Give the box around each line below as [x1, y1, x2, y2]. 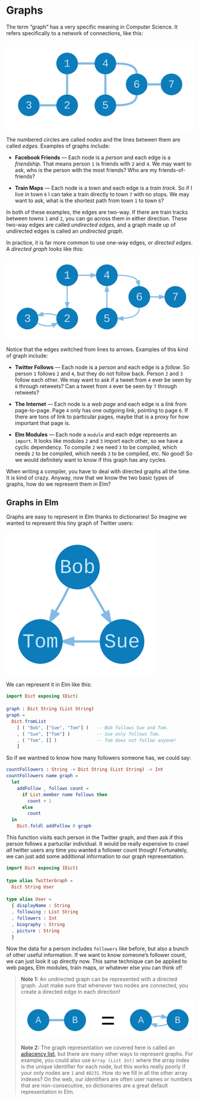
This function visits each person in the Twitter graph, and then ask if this [6, 834, 183, 841]
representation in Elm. [20, 1089, 75, 1096]
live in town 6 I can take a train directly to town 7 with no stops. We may [14, 190, 189, 198]
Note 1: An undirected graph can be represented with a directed [20, 975, 178, 983]
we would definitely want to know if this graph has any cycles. [14, 456, 168, 463]
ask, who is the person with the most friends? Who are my [14, 166, 157, 173]
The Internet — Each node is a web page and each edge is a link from [14, 400, 187, 408]
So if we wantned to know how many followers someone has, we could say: [6, 754, 191, 762]
